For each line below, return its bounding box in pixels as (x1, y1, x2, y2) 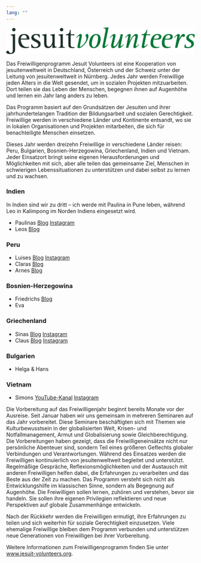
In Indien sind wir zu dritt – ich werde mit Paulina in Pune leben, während (6, 201, 185, 208)
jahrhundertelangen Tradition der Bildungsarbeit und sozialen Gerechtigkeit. (6, 110, 193, 117)
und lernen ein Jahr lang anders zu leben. (6, 92, 109, 99)
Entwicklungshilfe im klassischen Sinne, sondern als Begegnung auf (6, 482, 175, 489)
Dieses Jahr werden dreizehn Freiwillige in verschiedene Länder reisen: (6, 140, 182, 148)
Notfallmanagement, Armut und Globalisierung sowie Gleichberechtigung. (6, 431, 188, 438)
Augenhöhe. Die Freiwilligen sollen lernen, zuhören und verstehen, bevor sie (6, 489, 194, 496)
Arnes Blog (14, 267, 43, 274)
